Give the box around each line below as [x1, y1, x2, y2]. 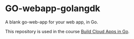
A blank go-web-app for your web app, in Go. [5, 19, 98, 25]
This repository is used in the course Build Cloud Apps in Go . [5, 28, 130, 34]
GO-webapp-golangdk [5, 3, 101, 14]
